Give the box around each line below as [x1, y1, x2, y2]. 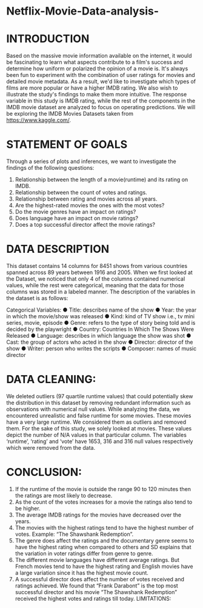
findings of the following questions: [6, 164, 95, 172]
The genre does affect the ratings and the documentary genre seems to [15, 536, 195, 544]
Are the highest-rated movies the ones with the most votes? [15, 202, 165, 209]
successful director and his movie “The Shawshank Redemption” [15, 588, 178, 595]
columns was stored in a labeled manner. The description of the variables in [6, 288, 196, 295]
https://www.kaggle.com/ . [6, 116, 72, 124]
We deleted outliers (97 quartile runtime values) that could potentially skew [6, 392, 193, 399]
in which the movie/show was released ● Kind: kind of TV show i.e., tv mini [6, 313, 195, 319]
